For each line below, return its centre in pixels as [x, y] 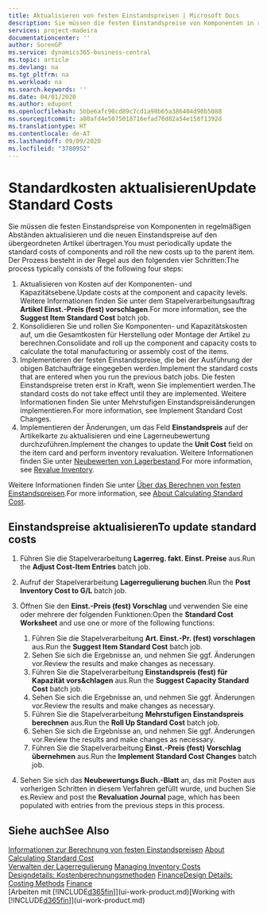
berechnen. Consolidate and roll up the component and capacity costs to [138, 343]
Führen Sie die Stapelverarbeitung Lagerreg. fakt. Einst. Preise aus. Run [137, 559]
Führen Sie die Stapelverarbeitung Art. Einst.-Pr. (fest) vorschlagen [143, 638]
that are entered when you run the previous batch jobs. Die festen [128, 377]
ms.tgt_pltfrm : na [39, 75]
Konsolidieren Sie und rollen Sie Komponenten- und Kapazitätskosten [133, 326]
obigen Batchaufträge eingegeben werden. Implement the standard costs [139, 368]
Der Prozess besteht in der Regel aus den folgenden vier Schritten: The [124, 260]
